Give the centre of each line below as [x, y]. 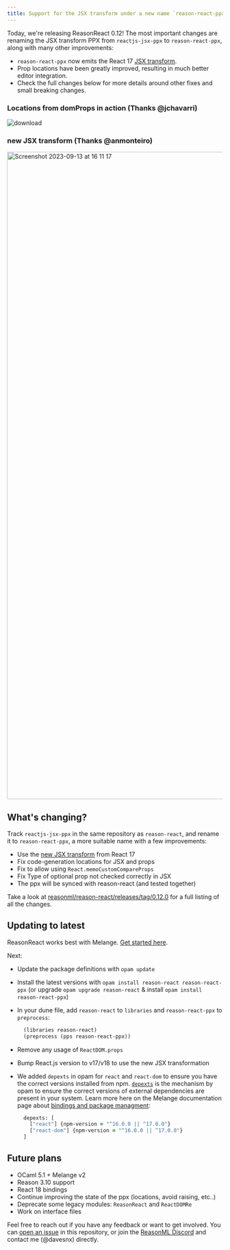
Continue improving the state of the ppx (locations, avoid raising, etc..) [116, 1196]
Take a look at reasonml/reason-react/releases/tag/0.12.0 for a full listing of [113, 897]
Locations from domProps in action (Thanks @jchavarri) [102, 108]
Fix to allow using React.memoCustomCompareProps [85, 869]
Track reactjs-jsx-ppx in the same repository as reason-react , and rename [113, 834]
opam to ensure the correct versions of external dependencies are [111, 1091]
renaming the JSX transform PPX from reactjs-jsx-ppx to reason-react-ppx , [115, 40]
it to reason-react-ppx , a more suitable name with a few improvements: [107, 841]
